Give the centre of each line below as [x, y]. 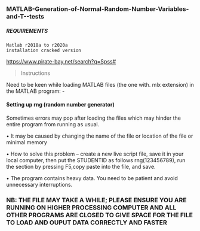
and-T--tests [25, 16]
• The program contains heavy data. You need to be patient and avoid [92, 178]
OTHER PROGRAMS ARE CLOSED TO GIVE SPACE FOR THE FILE [99, 215]
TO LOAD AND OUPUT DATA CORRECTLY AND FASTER [87, 223]
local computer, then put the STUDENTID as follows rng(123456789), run [96, 160]
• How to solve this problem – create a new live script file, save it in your [95, 154]
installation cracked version [44, 50]
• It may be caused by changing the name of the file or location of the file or [100, 136]
